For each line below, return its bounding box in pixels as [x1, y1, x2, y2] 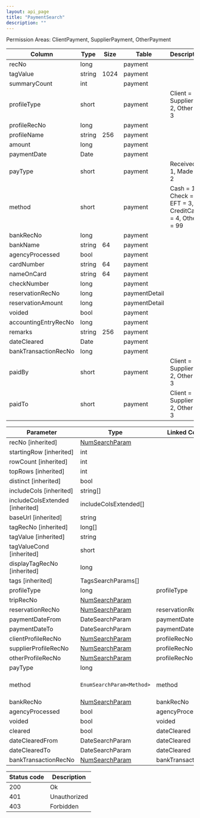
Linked [167, 428, 187, 437]
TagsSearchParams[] [80, 576, 140, 585]
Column [30, 50, 54, 58]
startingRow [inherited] [9, 448, 74, 456]
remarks [9, 328, 33, 336]
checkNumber [9, 280, 49, 288]
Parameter [26, 428, 57, 437]
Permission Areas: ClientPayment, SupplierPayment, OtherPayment [6, 36, 171, 43]
